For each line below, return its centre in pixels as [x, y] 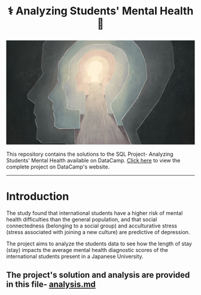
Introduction [38, 196]
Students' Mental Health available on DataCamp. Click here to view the [93, 160]
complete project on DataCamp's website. [58, 167]
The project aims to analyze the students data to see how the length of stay [99, 244]
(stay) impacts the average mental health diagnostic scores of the [87, 250]
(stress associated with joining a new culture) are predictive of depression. [98, 232]
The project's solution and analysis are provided [98, 275]
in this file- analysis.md [51, 284]
